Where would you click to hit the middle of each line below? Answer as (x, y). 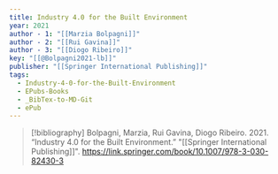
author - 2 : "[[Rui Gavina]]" (65, 42)
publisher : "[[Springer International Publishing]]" (108, 67)
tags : (19, 75)
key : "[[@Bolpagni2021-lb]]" (63, 58)
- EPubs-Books (43, 91)
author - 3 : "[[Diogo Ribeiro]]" (71, 50)
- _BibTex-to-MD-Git (55, 99)
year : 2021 (29, 26)
